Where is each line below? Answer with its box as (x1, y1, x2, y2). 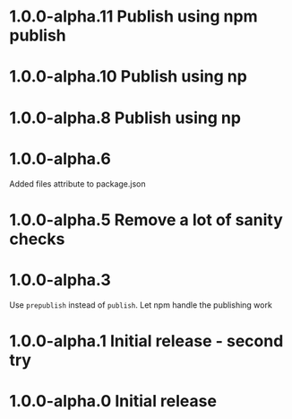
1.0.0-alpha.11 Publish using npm (9, 6, 258, 27)
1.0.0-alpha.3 (9, 269, 112, 290)
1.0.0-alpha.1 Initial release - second (9, 330, 284, 351)
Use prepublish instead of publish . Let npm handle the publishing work (9, 299, 273, 310)
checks (9, 229, 65, 249)
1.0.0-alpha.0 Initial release (9, 391, 218, 411)
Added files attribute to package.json (9, 178, 146, 189)
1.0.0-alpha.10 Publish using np (9, 66, 248, 87)
